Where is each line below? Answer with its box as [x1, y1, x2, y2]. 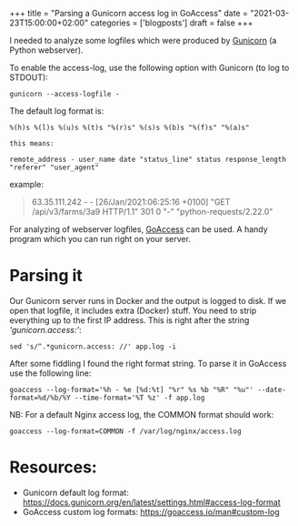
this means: [9, 139, 55, 148]
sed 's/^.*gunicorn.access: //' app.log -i [9, 341, 177, 351]
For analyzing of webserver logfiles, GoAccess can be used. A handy [9, 224, 268, 235]
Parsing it [9, 266, 84, 286]
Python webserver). [9, 45, 84, 56]
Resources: [9, 457, 97, 478]
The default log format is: [9, 106, 104, 116]
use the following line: [9, 368, 92, 379]
